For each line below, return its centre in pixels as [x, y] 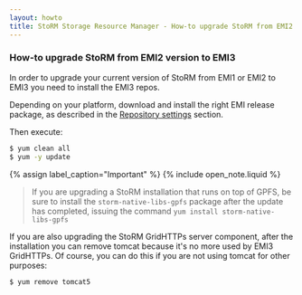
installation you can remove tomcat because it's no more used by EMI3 [142, 246]
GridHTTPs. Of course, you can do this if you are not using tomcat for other [150, 255]
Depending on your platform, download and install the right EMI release [142, 104]
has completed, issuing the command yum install [125, 211]
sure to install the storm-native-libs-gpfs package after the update [157, 201]
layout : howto [36, 18]
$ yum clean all [40, 148]
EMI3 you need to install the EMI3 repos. [85, 87]
